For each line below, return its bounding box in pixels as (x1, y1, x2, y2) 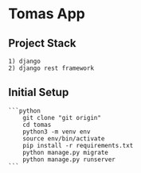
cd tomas (22, 121, 52, 129)
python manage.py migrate (22, 148, 109, 156)
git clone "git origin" (22, 113, 102, 121)
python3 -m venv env (22, 128, 91, 136)
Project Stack (8, 37, 77, 50)
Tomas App (8, 5, 85, 23)
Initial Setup (8, 86, 69, 99)
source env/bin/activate (22, 134, 105, 143)
